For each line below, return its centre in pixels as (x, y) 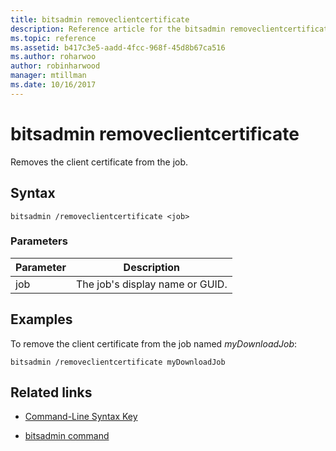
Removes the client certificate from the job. (99, 162)
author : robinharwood (55, 66)
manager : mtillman (48, 76)
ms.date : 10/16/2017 (53, 85)
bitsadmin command (67, 436)
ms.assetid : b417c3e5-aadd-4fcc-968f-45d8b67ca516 (118, 47)
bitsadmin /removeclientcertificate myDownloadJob (118, 362)
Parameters (39, 241)
